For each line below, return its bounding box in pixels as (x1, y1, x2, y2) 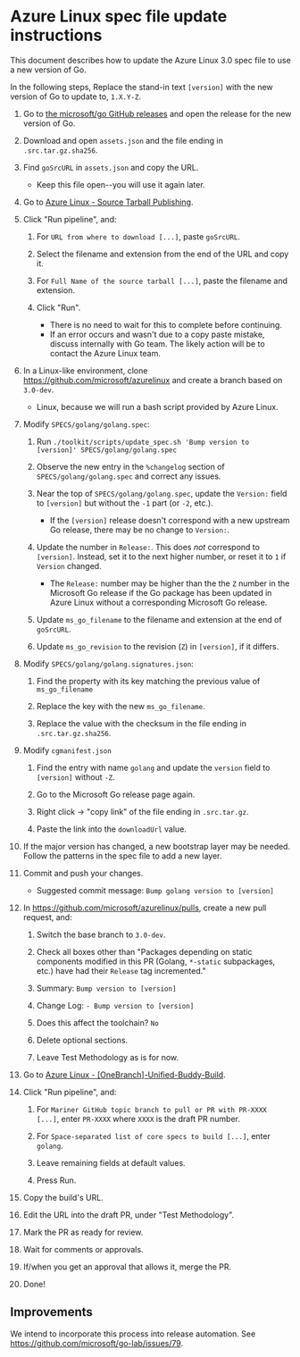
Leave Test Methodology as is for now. (36, 1051, 179, 1062)
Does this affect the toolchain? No (36, 1017, 159, 1028)
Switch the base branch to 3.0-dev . (36, 929, 166, 940)
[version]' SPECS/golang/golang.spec (36, 445, 178, 455)
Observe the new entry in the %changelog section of (36, 461, 226, 472)
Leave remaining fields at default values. (36, 1157, 186, 1168)
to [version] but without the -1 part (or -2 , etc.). (36, 498, 213, 508)
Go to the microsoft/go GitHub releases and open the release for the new (22, 108, 292, 119)
